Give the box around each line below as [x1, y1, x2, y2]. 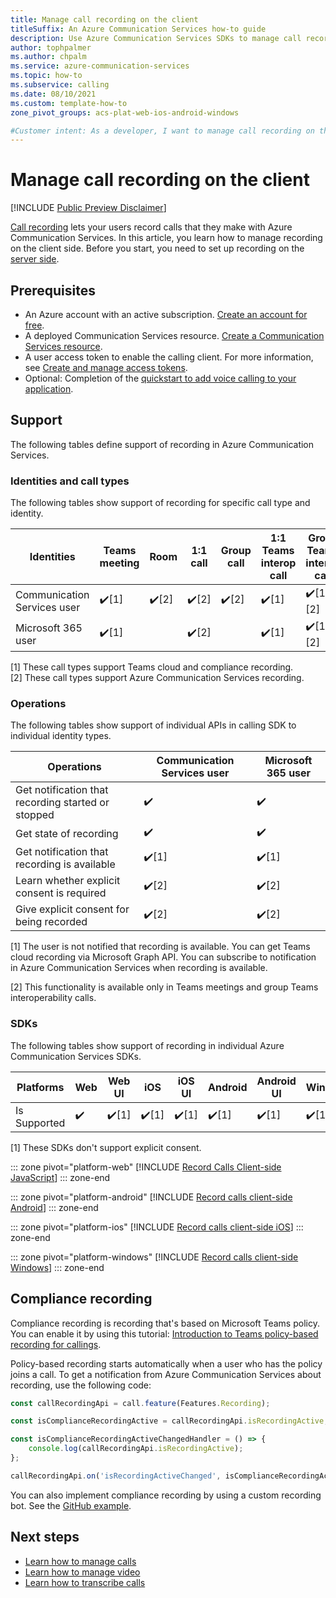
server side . [10, 253, 60, 265]
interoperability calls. [10, 992, 97, 1004]
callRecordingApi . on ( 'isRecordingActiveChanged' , [10, 1471, 222, 1481]
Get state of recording [15, 826, 119, 840]
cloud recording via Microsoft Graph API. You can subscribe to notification [10, 951, 317, 963]
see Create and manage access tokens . [24, 362, 188, 373]
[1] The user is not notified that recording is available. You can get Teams [10, 941, 311, 953]
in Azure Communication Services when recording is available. [10, 962, 268, 974]
